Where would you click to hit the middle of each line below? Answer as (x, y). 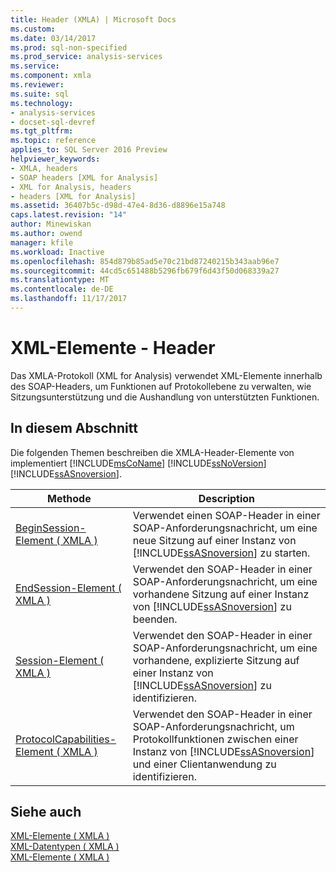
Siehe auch (46, 812)
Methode (69, 498)
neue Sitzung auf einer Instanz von (214, 540)
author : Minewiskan (51, 224)
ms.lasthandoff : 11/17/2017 (69, 299)
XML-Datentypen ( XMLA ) (65, 847)
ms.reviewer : (37, 85)
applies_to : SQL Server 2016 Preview (89, 150)
